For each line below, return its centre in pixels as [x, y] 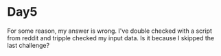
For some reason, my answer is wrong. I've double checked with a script [110, 31]
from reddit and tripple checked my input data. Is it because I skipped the [111, 38]
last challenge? [28, 45]
